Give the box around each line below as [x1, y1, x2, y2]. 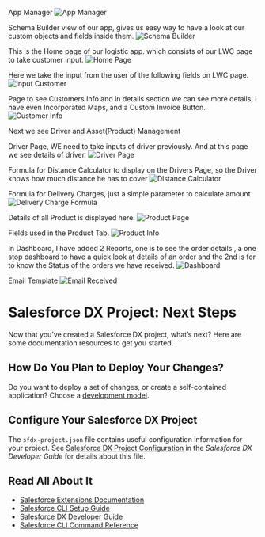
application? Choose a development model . [8, 390, 150, 400]
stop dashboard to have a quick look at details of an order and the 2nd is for [8, 252, 256, 261]
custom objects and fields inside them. [8, 32, 134, 40]
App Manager [8, 8, 53, 17]
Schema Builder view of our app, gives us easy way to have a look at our [8, 23, 245, 32]
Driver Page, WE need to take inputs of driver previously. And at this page [8, 142, 248, 150]
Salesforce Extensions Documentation [19, 495, 145, 505]
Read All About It [8, 474, 93, 487]
